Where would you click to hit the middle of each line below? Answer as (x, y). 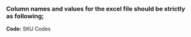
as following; (25, 16)
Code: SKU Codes (29, 29)
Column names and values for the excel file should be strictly (96, 9)
